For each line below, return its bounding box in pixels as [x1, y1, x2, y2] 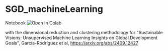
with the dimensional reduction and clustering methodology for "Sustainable [5, 29, 163, 35]
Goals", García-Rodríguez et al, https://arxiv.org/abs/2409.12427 [5, 40, 138, 46]
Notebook [5, 20, 26, 26]
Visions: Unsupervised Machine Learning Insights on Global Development [5, 35, 157, 41]
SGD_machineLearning [5, 3, 103, 15]
